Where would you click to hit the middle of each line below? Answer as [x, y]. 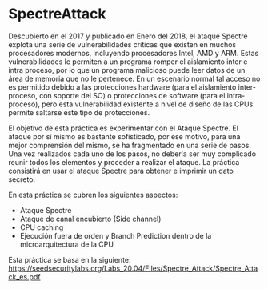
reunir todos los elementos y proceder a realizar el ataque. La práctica [124, 162]
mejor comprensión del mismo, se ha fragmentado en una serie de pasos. [130, 145]
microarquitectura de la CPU [67, 244]
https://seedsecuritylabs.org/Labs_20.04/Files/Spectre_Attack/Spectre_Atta [133, 268]
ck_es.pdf [24, 276]
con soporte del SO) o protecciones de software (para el [132, 95]
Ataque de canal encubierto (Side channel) [90, 219]
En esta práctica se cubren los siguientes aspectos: [93, 195]
